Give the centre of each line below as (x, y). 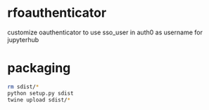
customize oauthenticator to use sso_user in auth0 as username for (105, 32)
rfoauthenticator (57, 13)
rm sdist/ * (23, 87)
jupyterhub (23, 39)
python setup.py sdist (40, 93)
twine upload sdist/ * (39, 99)
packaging (39, 68)
